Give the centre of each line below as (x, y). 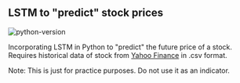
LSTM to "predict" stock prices (86, 13)
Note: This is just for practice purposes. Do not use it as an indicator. (119, 70)
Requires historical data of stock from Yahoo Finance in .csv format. (118, 55)
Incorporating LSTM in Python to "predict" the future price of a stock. (120, 47)
